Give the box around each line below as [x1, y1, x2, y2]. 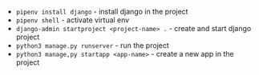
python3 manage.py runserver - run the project [15, 41, 170, 50]
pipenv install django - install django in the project [15, 7, 188, 16]
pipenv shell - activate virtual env [15, 15, 130, 25]
